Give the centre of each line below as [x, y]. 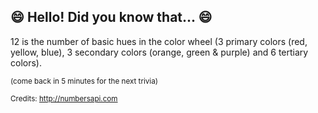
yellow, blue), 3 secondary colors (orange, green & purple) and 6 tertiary [159, 52]
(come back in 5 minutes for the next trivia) [84, 81]
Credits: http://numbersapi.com [64, 98]
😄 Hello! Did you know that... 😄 [111, 17]
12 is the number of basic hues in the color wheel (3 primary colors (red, [159, 41]
